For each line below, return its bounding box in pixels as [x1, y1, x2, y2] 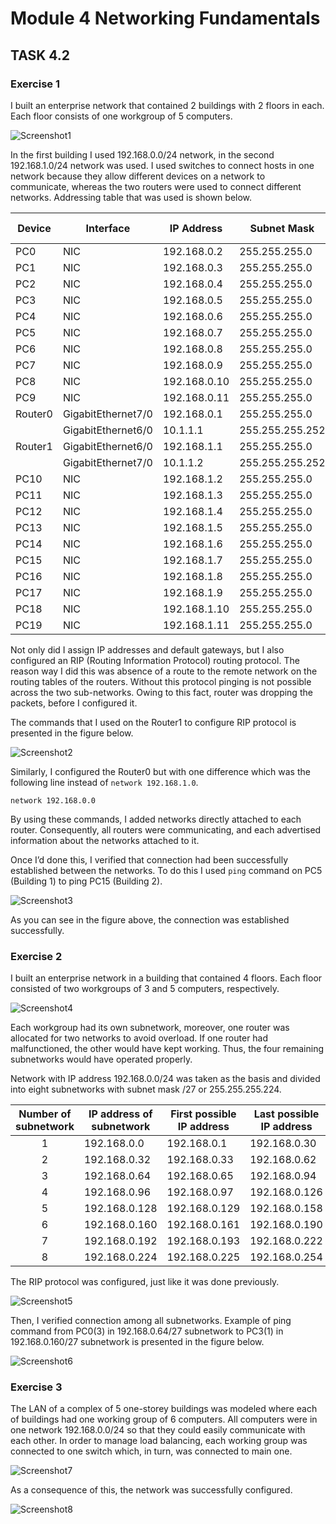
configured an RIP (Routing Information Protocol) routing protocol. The [10, 654, 300, 666]
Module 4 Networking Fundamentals [10, 7, 321, 30]
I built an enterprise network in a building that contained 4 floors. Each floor [10, 972, 323, 984]
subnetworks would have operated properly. [10, 1053, 193, 1066]
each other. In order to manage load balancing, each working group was [10, 1435, 308, 1447]
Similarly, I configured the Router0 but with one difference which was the [10, 765, 311, 777]
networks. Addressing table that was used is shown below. [10, 191, 253, 203]
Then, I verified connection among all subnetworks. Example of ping [10, 1315, 292, 1327]
